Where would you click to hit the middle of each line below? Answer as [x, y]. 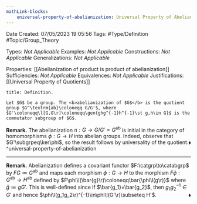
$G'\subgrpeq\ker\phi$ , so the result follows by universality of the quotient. [97, 142]
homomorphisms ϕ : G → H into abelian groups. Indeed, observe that [90, 136]
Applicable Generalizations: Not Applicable [58, 58]
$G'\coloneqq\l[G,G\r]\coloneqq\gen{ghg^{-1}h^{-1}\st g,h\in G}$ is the [98, 113]
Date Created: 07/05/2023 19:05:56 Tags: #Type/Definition [77, 34]
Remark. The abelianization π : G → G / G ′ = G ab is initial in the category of [95, 129]
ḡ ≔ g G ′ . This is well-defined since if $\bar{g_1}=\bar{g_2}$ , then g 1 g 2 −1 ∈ [97, 187]
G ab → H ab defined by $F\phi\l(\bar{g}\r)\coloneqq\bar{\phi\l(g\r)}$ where [96, 179]
